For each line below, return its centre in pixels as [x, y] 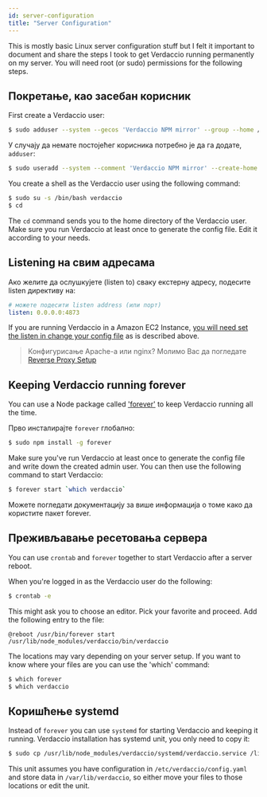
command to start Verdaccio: [56, 475]
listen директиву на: [42, 290]
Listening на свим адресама [81, 263]
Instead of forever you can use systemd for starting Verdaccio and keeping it [133, 731]
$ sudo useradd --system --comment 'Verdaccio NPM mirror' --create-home [133, 168]
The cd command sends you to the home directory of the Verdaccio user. [128, 221]
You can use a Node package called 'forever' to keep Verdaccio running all [131, 404]
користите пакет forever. [50, 513]
